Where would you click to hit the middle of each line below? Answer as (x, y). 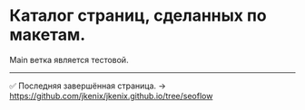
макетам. (48, 35)
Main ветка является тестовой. (69, 60)
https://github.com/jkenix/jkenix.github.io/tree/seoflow (111, 96)
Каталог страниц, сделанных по (138, 16)
